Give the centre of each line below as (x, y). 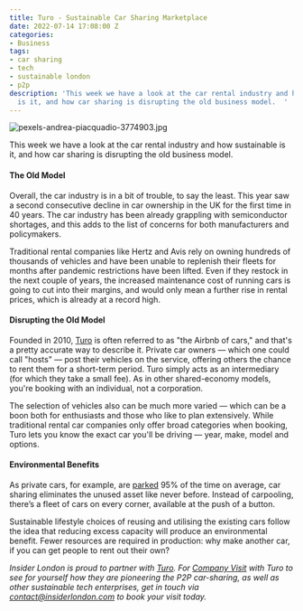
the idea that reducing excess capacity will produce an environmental (138, 531)
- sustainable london (50, 77)
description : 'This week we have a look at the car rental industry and (149, 93)
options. (25, 444)
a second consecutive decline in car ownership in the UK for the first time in (150, 205)
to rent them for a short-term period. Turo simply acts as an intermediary (144, 369)
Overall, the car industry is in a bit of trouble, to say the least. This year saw (150, 195)
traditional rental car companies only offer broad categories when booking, (149, 425)
